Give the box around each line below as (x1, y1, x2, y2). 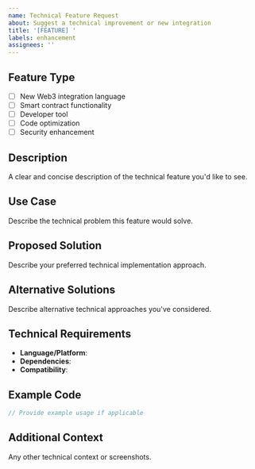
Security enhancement (19, 128, 95, 137)
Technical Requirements (8, 327, 132, 340)
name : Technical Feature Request (8, 11, 119, 20)
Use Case (8, 195, 57, 209)
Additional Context (8, 431, 103, 444)
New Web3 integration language (19, 91, 126, 101)
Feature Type (8, 71, 75, 84)
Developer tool (19, 110, 68, 119)
